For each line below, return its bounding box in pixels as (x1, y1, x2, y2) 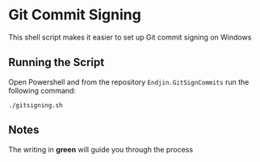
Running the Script (8, 56, 105, 69)
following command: (8, 85, 77, 95)
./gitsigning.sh (8, 101, 63, 110)
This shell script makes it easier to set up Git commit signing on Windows (8, 32, 252, 42)
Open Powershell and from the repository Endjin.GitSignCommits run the (8, 77, 250, 86)
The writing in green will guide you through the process (8, 144, 194, 154)
